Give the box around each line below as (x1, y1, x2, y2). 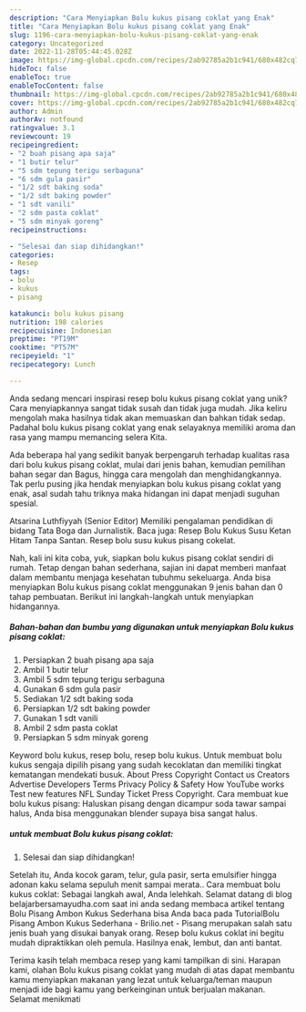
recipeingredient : (9, 140, 79, 150)
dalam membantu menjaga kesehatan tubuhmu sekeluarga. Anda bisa (9, 572, 271, 583)
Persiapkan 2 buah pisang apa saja (22, 654, 155, 666)
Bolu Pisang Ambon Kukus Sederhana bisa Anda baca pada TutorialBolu (9, 908, 280, 919)
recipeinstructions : (9, 225, 88, 234)
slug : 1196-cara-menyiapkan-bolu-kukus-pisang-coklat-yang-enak (9, 30, 259, 39)
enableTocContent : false (9, 81, 104, 90)
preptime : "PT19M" (9, 335, 79, 344)
